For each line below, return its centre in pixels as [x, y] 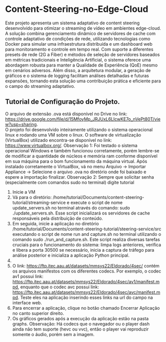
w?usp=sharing [21, 124]
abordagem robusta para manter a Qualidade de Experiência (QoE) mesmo [81, 65]
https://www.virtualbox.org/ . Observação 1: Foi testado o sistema [71, 145]
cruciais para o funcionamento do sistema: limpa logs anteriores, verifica [87, 245]
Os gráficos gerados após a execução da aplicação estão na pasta [80, 318]
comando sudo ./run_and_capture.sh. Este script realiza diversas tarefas [86, 239]
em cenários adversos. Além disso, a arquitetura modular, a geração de [78, 70]
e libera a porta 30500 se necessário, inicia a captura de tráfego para [83, 250]
